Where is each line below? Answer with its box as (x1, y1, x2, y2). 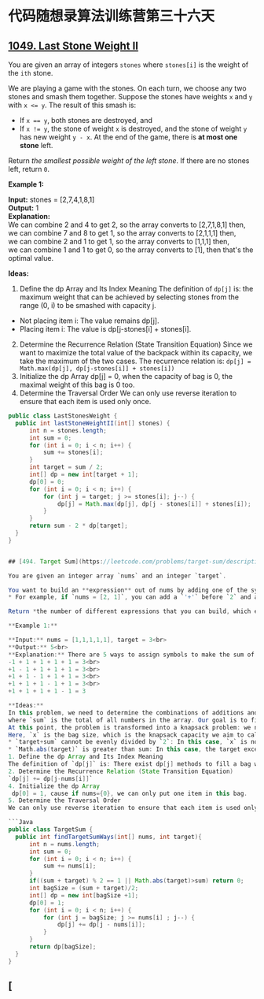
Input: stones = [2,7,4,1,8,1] (8, 195, 95, 204)
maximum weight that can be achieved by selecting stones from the (19, 292, 240, 302)
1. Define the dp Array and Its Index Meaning (8, 753, 163, 761)
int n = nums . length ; (28, 840, 101, 848)
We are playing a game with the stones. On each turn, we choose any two (8, 84, 247, 93)
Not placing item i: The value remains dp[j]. (19, 316, 159, 325)
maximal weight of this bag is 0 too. (19, 380, 135, 389)
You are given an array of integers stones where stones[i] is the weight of (8, 60, 249, 69)
